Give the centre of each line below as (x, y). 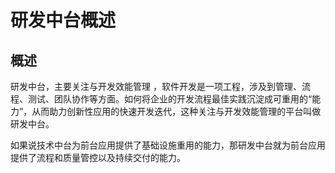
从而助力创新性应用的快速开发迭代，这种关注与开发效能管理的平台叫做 (176, 111)
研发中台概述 (63, 20)
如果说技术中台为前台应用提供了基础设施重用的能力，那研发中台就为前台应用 (168, 145)
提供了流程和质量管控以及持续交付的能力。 (98, 157)
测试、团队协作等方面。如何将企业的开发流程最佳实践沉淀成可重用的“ (170, 99)
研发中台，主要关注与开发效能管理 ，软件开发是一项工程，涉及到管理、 (156, 86)
